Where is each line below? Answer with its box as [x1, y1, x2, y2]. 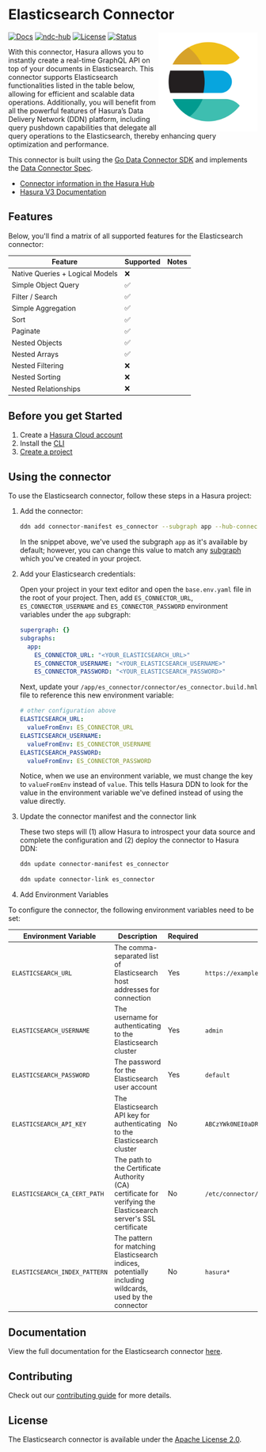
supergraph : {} [19, 626, 70, 634]
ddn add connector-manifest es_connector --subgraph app [19, 523, 212, 531]
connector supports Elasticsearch [8, 72, 119, 82]
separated [114, 951, 148, 960]
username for [114, 1013, 158, 1022]
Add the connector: [19, 507, 83, 516]
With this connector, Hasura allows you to [8, 47, 144, 56]
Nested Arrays [11, 349, 59, 359]
